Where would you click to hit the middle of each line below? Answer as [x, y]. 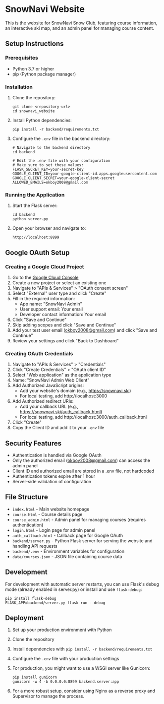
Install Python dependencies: [42, 120]
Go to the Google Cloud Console [45, 277]
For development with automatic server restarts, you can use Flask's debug [82, 584]
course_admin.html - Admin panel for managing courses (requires [79, 519]
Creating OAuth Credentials [39, 353]
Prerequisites [22, 58]
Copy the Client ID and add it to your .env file [58, 428]
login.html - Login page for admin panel [54, 530]
